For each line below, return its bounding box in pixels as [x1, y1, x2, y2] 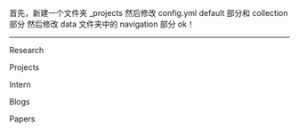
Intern [9, 79, 31, 90]
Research [9, 45, 44, 55]
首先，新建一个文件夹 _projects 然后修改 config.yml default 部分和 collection [9, 8, 288, 18]
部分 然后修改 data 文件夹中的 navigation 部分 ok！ [9, 19, 195, 29]
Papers [9, 113, 36, 124]
